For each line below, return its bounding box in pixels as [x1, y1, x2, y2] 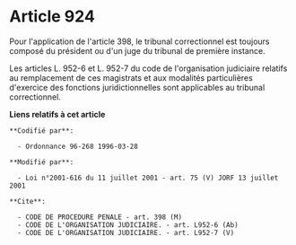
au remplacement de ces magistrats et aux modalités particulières [9, 72, 253, 83]
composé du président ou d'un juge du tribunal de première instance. [9, 45, 266, 56]
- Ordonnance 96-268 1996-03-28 [17, 142, 139, 151]
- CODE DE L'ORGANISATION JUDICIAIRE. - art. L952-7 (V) [17, 228, 235, 237]
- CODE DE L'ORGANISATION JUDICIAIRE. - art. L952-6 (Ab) [17, 220, 239, 230]
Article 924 [9, 6, 96, 27]
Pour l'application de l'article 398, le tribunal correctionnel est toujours [9, 36, 270, 47]
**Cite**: [9, 197, 47, 206]
